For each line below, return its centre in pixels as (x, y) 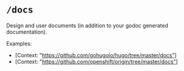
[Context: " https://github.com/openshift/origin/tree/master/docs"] (97, 61)
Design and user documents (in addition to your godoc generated (87, 25)
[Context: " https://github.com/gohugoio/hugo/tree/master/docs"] (96, 55)
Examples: (19, 43)
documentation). (27, 32)
